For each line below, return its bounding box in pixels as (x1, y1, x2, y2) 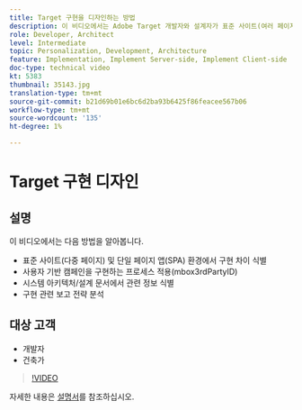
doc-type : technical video (9, 64, 111, 73)
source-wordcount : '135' (9, 114, 102, 123)
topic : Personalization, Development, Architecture (9, 47, 207, 56)
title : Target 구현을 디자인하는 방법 (9, 13, 136, 23)
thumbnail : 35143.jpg (9, 80, 91, 89)
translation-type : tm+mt (9, 88, 102, 97)
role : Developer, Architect (9, 30, 115, 39)
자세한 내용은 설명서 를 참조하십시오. (9, 391, 135, 402)
